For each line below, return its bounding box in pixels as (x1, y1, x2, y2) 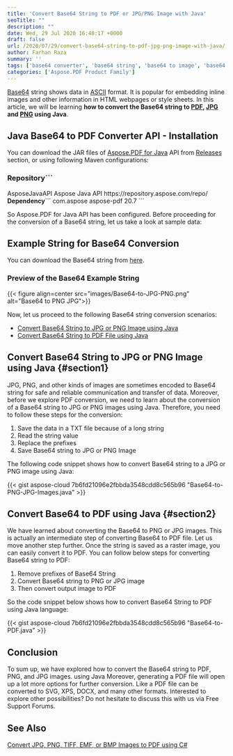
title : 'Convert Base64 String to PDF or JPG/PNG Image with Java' (7, 10, 207, 17)
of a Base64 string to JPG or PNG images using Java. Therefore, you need (7, 403, 220, 411)
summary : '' (7, 56, 42, 63)
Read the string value (17, 431, 79, 440)
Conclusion (7, 646, 58, 658)
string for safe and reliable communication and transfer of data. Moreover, (7, 388, 220, 396)
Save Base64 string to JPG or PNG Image (17, 446, 137, 454)
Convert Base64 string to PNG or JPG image (17, 577, 145, 585)
